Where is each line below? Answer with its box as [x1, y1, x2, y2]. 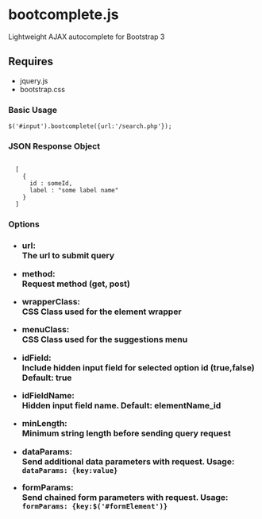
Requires [8, 55, 54, 68]
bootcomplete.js [8, 6, 119, 24]
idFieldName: [21, 390, 75, 401]
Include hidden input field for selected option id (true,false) [21, 362, 256, 373]
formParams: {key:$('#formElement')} [21, 502, 168, 511]
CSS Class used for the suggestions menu [21, 334, 188, 345]
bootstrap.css [19, 84, 66, 94]
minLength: [21, 418, 67, 429]
